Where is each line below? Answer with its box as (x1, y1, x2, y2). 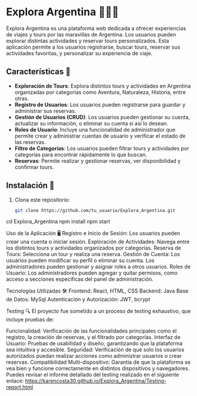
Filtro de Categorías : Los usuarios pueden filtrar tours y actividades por (14, 145, 189, 152)
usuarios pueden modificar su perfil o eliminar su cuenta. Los (6, 257, 155, 264)
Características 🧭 (6, 67, 71, 77)
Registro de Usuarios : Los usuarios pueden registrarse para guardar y (14, 101, 186, 108)
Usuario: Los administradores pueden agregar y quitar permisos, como (6, 270, 178, 277)
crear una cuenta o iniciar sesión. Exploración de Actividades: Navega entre (6, 238, 190, 246)
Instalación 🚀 (6, 180, 55, 190)
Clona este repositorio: (14, 196, 70, 203)
